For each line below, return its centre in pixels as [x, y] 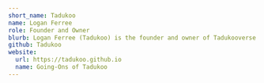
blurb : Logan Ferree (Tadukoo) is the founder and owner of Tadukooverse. [134, 38]
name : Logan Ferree [40, 23]
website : [23, 52]
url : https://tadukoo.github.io [69, 60]
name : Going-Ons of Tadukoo [62, 67]
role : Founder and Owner [49, 30]
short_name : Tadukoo [42, 15]
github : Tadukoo [35, 45]
